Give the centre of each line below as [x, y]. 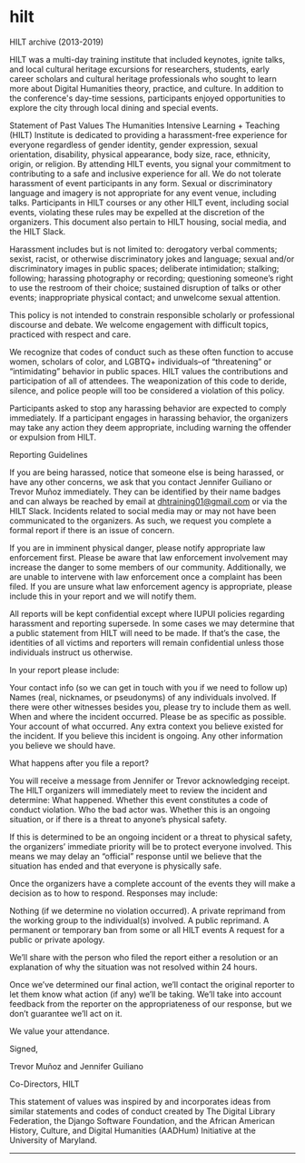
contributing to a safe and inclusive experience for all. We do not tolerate [145, 174]
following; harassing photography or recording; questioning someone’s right [151, 278]
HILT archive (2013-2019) [57, 42]
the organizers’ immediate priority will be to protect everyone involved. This [151, 846]
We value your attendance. [60, 1031]
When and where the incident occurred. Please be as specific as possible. [148, 716]
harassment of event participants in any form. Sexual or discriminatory [141, 183]
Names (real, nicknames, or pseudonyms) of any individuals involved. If [143, 697]
